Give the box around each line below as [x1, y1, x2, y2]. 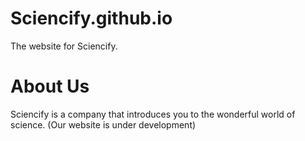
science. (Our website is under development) [10, 118, 197, 131]
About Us [10, 75, 90, 98]
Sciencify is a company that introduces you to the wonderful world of [10, 108, 296, 120]
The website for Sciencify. [10, 40, 118, 52]
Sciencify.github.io [10, 7, 173, 30]
